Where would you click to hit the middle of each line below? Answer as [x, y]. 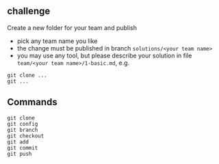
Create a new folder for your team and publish [72, 27]
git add [18, 142]
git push [20, 154]
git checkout [26, 136]
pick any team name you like [57, 41]
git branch [23, 130]
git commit [23, 148]
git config [23, 124]
